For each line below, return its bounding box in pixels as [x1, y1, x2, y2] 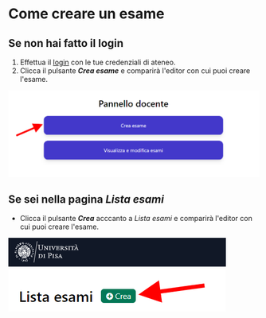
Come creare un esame [8, 5, 165, 23]
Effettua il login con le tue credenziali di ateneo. [19, 57, 176, 67]
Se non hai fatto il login [8, 37, 124, 50]
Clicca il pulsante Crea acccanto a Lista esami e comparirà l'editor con [19, 214, 252, 223]
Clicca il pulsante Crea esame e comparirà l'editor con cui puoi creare [19, 66, 251, 76]
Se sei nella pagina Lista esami [8, 192, 165, 207]
